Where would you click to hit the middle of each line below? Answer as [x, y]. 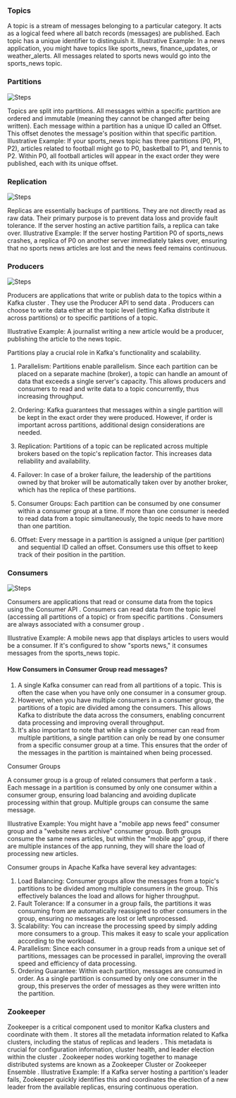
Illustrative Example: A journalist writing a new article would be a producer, [116, 332]
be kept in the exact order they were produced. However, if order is [115, 418]
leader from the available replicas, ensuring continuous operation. [103, 1087]
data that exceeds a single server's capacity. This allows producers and [122, 381]
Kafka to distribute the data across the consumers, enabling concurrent [121, 715]
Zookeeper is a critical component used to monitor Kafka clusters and [108, 1027]
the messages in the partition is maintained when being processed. [115, 752]
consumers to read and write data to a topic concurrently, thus [108, 389]
